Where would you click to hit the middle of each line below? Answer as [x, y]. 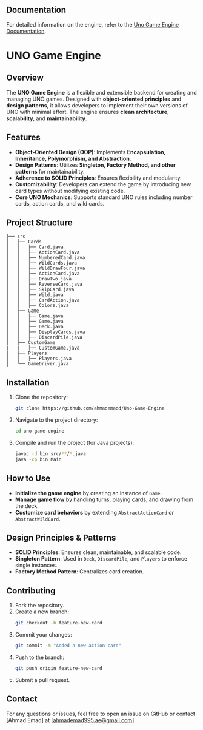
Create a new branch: [42, 612]
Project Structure [39, 223]
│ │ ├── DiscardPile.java [45, 337]
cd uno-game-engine [40, 431]
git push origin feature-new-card [58, 668]
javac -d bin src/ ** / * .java [50, 454]
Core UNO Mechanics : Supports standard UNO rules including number [104, 197]
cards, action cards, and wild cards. [60, 203]
